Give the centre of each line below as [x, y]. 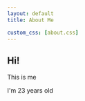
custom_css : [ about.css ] [43, 33]
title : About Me [30, 20]
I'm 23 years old [30, 91]
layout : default [30, 13]
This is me [22, 77]
